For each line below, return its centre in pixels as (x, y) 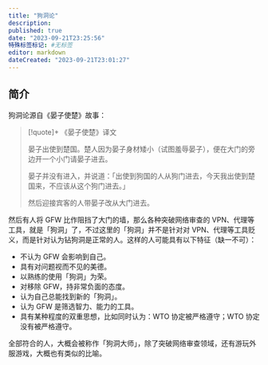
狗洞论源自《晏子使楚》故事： (57, 115)
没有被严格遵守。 (48, 326)
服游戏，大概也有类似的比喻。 (57, 353)
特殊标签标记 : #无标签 (41, 45)
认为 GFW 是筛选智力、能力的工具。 (79, 306)
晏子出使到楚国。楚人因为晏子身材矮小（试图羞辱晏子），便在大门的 (138, 149)
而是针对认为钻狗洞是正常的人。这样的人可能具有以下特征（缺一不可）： (139, 239)
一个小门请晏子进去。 (77, 159)
